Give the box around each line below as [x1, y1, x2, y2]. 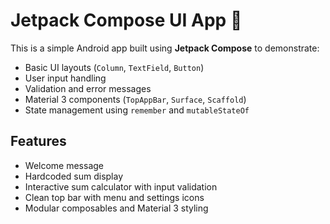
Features [10, 133, 67, 150]
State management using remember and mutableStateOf [24, 104, 250, 116]
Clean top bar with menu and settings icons [24, 191, 205, 203]
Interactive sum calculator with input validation [24, 180, 218, 193]
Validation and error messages [24, 82, 152, 94]
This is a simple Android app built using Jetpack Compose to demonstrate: [10, 42, 320, 54]
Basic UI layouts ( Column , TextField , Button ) [24, 61, 205, 73]
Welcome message [24, 159, 105, 171]
